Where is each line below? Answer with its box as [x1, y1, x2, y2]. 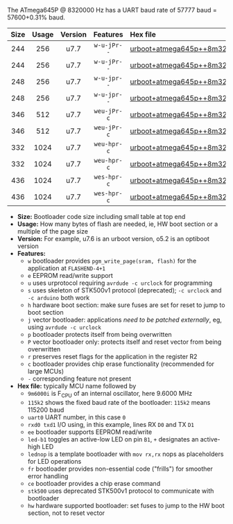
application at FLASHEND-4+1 [27, 264, 106, 272]
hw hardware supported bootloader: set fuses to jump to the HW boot [27, 501, 225, 509]
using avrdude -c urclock [27, 323, 102, 331]
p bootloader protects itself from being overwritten [27, 331, 172, 338]
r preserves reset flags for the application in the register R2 [27, 353, 198, 360]
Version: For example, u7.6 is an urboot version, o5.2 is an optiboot [17, 235, 210, 243]
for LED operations [27, 457, 82, 465]
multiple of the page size [17, 227, 89, 235]
